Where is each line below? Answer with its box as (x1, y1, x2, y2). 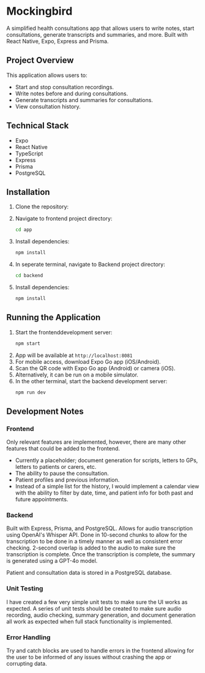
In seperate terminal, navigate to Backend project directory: (15, 261, 165, 268)
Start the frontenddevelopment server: (15, 328, 113, 336)
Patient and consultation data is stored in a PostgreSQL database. (6, 569, 172, 576)
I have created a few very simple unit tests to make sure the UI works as (6, 598, 188, 606)
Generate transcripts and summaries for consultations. (15, 96, 153, 103)
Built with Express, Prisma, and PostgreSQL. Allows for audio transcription (6, 524, 193, 532)
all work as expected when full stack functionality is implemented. (6, 617, 173, 625)
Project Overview (6, 55, 74, 65)
